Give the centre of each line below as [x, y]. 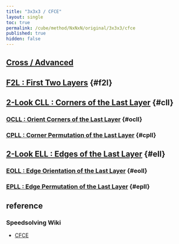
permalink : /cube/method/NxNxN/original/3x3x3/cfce [71, 28]
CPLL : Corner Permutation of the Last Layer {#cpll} [81, 135]
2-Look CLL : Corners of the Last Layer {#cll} [90, 103]
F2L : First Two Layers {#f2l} [59, 83]
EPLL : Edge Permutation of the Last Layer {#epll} [78, 187]
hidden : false [24, 39]
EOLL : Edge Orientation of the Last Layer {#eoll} [77, 171]
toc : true [18, 22]
